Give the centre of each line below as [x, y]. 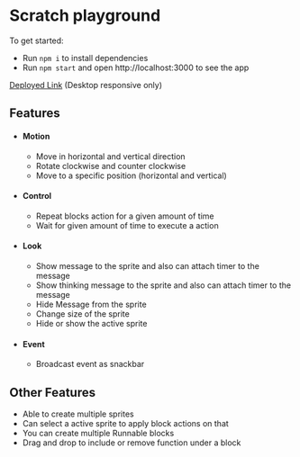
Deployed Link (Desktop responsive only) [86, 85]
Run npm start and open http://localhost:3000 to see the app [136, 67]
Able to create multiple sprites [78, 414]
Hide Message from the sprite [91, 304]
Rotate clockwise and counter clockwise [111, 166]
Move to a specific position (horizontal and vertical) [131, 175]
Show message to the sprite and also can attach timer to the [147, 265]
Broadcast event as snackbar [90, 364]
